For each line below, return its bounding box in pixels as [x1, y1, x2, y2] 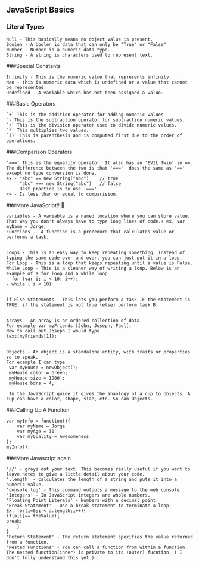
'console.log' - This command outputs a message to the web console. [6, 486, 183, 493]
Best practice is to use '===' [19, 186, 97, 192]
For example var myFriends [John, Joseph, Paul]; [6, 322, 132, 329]
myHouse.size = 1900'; [8, 375, 66, 381]
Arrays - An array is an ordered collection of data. [6, 318, 143, 323]
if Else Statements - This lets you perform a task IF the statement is [6, 297, 191, 303]
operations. [6, 137, 36, 144]
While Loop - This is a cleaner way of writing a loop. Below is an [6, 265, 180, 271]
